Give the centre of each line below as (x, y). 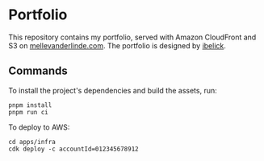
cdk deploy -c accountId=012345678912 (73, 149)
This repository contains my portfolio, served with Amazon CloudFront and (132, 37)
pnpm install (30, 105)
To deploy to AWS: (39, 127)
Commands (38, 71)
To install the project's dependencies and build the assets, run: (113, 90)
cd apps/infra (32, 142)
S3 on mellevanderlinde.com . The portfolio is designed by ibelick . (117, 45)
